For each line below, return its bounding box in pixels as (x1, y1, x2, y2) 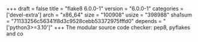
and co (6, 30, 24, 37)
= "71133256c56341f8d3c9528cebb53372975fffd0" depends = (6, 18, 162, 24)
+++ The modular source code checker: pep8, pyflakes (53, 24, 190, 31)
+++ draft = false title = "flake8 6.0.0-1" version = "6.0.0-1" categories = (6, 5, 184, 12)
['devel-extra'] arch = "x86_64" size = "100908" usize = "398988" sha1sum (6, 11, 193, 18)
